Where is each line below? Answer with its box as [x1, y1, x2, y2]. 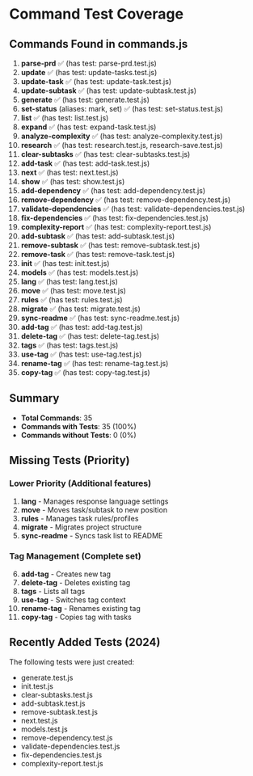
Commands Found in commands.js [9, 37, 188, 51]
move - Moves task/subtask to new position [20, 504, 168, 514]
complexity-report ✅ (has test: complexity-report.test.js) [20, 222, 212, 231]
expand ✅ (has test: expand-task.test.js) [20, 122, 157, 132]
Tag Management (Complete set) [9, 550, 141, 562]
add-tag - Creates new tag [20, 569, 112, 579]
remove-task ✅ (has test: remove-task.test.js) [20, 250, 175, 259]
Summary [9, 391, 60, 405]
